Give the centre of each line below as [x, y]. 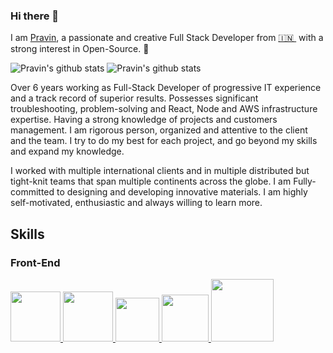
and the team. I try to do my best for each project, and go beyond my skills [164, 141]
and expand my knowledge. [67, 151]
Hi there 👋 [35, 16]
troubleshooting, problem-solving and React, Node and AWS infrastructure [164, 109]
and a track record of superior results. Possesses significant [134, 98]
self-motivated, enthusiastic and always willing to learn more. [136, 203]
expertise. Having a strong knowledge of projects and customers [144, 120]
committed [32, 192]
